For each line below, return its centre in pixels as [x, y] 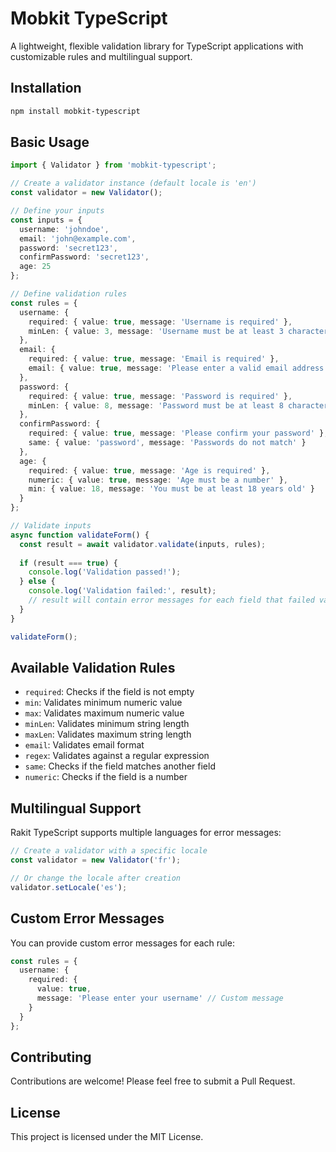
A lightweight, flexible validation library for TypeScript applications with [157, 46]
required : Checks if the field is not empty [109, 692]
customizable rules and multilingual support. [101, 56]
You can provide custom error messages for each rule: [122, 943]
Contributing [51, 1057]
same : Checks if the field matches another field [120, 766]
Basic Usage [50, 142]
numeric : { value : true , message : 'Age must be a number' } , [158, 480]
